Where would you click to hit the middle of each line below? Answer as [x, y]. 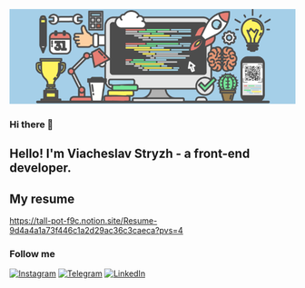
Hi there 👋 [32, 124]
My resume [42, 199]
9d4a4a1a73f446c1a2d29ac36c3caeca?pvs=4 [96, 230]
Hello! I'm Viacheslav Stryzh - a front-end [130, 154]
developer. [40, 168]
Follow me [33, 253]
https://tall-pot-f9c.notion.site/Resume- [84, 220]
